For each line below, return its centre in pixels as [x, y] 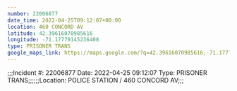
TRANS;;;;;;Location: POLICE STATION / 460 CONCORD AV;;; [96, 80]
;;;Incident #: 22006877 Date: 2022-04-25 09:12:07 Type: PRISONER [107, 72]
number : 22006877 [33, 14]
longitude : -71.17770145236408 [53, 40]
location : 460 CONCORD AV [45, 27]
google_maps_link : [34, 53]
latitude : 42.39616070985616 [50, 33]
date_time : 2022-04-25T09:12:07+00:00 [64, 20]
